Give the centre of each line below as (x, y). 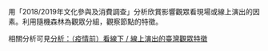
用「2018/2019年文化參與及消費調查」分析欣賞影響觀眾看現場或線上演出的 (131, 12)
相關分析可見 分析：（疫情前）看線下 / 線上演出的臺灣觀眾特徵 (108, 39)
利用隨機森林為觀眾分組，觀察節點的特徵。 (92, 22)
